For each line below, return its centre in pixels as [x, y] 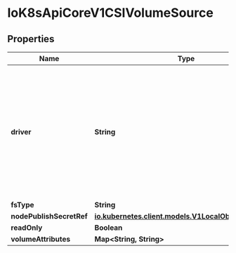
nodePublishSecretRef [49, 216]
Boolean [109, 228]
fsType [22, 205]
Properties [31, 39]
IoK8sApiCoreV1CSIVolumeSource [111, 13]
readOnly [27, 228]
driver [21, 132]
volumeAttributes [41, 239]
